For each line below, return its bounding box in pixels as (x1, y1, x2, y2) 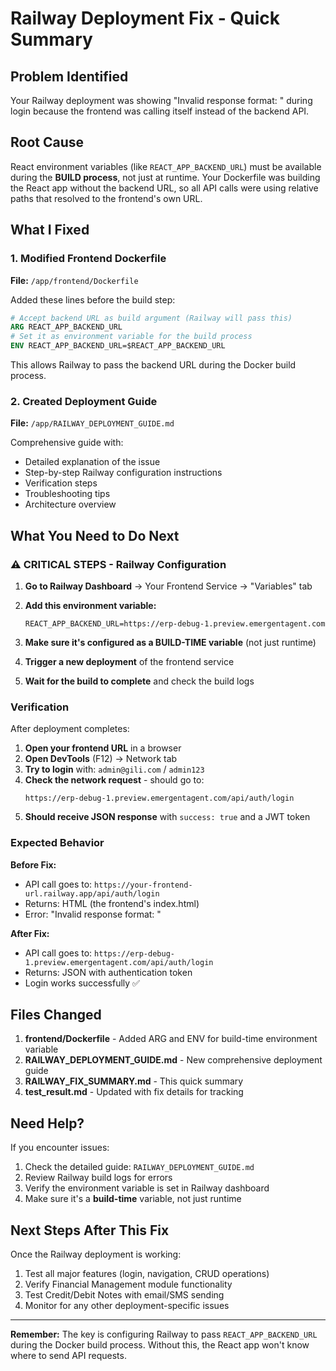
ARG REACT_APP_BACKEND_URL (10, 322, 123, 332)
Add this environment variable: (24, 599, 157, 611)
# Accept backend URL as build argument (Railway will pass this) (10, 313, 293, 323)
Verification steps (24, 477, 98, 489)
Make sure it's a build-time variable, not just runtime (24, 1193, 242, 1205)
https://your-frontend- (94, 880, 193, 890)
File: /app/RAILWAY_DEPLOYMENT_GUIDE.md (10, 417, 175, 429)
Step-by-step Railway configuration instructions (24, 467, 223, 479)
